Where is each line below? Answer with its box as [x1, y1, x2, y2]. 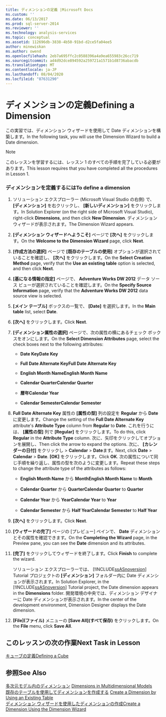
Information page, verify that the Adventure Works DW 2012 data [12, 287, 148, 293]
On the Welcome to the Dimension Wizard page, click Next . [21, 238, 145, 244]
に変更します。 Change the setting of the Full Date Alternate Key [12, 416, 144, 422]
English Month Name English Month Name [20, 370, 108, 376]
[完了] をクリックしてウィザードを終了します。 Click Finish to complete [12, 550, 158, 556]
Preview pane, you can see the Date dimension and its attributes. [12, 540, 146, 546]
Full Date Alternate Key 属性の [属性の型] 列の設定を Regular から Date [12, 410, 159, 416]
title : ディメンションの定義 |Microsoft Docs [5, 7, 93, 12]
